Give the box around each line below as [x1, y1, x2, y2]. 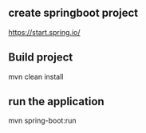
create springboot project [8, 6, 139, 20]
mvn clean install [8, 72, 64, 81]
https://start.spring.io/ [8, 27, 81, 37]
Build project [8, 51, 73, 65]
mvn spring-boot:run [8, 115, 77, 126]
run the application [8, 95, 105, 108]
